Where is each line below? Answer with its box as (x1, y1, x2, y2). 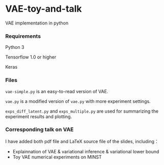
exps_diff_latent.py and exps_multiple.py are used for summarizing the (5, 108, 159, 114)
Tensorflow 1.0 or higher (5, 54, 57, 60)
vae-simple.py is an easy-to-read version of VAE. (5, 88, 108, 94)
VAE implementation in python (5, 20, 69, 26)
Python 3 (5, 44, 24, 50)
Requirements (5, 33, 41, 40)
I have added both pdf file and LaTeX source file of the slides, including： (5, 138, 159, 144)
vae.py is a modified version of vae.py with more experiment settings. (5, 98, 151, 104)
